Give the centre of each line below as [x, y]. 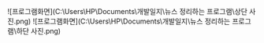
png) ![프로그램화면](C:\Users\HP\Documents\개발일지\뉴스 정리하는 [123, 21]
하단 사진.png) [38, 31]
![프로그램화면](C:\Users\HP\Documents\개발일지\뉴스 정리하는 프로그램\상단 [127, 11]
